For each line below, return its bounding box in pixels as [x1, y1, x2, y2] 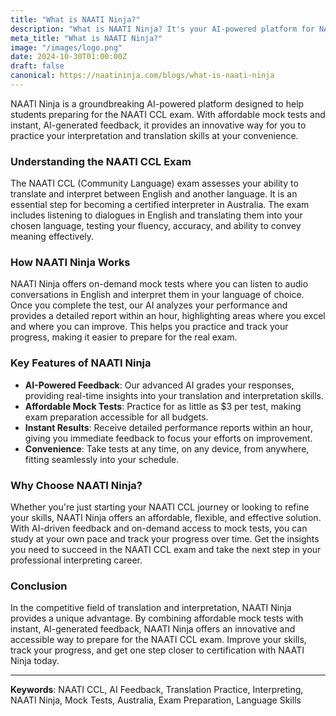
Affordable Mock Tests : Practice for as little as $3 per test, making [24, 400, 302, 412]
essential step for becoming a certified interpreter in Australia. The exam [10, 199, 310, 211]
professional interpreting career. [10, 554, 143, 566]
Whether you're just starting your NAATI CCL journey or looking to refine [10, 501, 310, 513]
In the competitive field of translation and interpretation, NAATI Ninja [10, 602, 292, 614]
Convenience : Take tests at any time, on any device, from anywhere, [24, 442, 310, 455]
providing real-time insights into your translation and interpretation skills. [24, 389, 325, 401]
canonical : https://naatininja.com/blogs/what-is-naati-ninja [10, 71, 275, 81]
